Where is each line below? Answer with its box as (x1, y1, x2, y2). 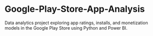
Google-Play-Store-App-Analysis (4, 3, 145, 15)
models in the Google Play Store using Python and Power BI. (4, 25, 128, 31)
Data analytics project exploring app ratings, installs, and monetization (4, 20, 148, 26)
